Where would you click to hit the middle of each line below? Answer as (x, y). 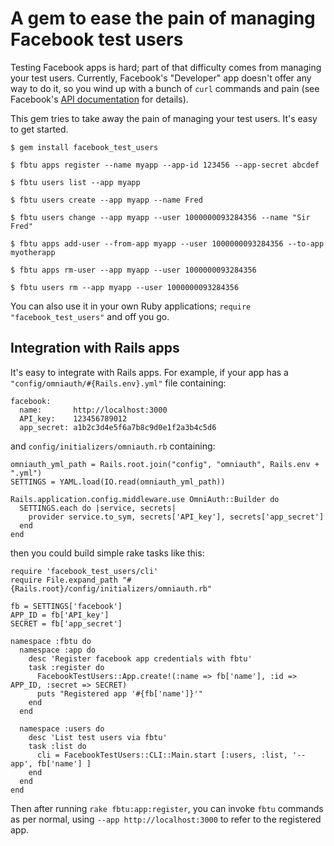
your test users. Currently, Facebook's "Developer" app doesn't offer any (161, 78)
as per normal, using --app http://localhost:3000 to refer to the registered (166, 819)
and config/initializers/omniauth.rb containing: (113, 446)
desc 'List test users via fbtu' (98, 737)
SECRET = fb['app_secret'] (66, 623)
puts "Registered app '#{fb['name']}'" (119, 693)
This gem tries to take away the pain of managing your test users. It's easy (164, 118)
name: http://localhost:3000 (93, 410)
